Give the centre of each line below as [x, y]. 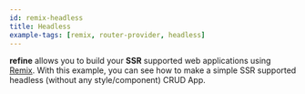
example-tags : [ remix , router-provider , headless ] [107, 35]
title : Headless [40, 26]
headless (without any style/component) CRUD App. [108, 80]
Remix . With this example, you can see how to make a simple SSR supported [153, 70]
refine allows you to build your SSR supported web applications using [140, 61]
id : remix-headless [46, 18]
